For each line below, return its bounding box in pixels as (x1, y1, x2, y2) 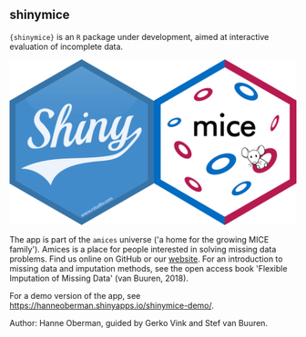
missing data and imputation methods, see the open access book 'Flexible (9, 263, 288, 274)
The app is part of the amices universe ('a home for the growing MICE (9, 234, 270, 245)
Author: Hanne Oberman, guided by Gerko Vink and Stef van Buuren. (9, 318, 269, 329)
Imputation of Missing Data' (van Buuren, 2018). (9, 273, 189, 284)
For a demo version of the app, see (9, 291, 141, 302)
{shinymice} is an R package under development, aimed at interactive (9, 31, 270, 42)
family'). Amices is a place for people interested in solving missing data (9, 244, 277, 255)
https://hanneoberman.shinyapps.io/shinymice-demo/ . (9, 300, 214, 312)
